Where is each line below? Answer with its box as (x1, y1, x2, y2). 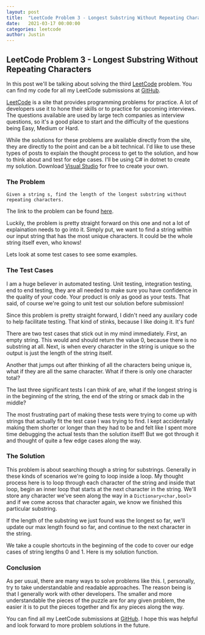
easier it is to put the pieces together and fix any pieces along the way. (6, 603, 184, 611)
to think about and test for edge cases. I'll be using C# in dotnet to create (6, 155, 190, 163)
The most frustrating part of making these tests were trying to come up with (6, 410, 197, 418)
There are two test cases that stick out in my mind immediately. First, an (6, 330, 187, 337)
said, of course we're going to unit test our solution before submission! (6, 299, 184, 306)
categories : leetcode (6, 26, 62, 32)
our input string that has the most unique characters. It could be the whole (6, 232, 193, 240)
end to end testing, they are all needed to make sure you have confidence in (6, 286, 198, 294)
